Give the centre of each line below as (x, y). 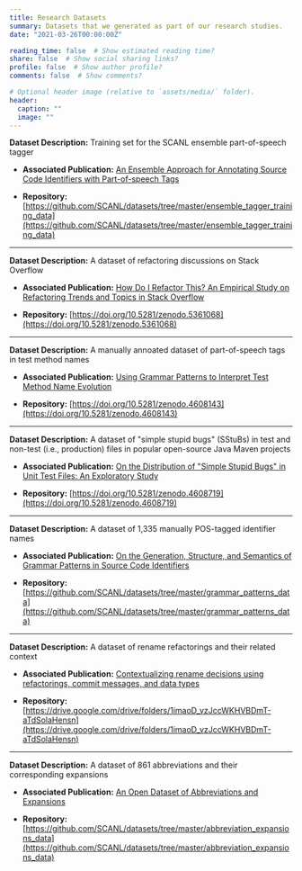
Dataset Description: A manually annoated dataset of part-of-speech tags (147, 350)
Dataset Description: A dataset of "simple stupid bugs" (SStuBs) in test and (150, 440)
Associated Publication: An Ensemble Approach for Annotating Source (155, 170)
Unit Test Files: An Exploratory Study (90, 476)
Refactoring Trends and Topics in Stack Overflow (113, 297)
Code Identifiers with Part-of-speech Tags (101, 179)
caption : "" (40, 109)
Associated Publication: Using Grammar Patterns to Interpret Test (146, 377)
